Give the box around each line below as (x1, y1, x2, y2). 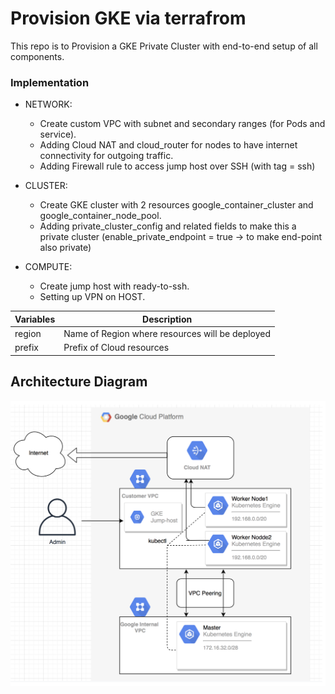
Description (142, 313, 193, 325)
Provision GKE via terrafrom (10, 7, 247, 30)
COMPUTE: (24, 261, 73, 273)
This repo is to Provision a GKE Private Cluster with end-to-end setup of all (10, 40, 318, 52)
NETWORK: (24, 98, 73, 111)
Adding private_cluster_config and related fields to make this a (39, 220, 297, 232)
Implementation (10, 75, 90, 89)
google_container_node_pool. (39, 210, 162, 222)
